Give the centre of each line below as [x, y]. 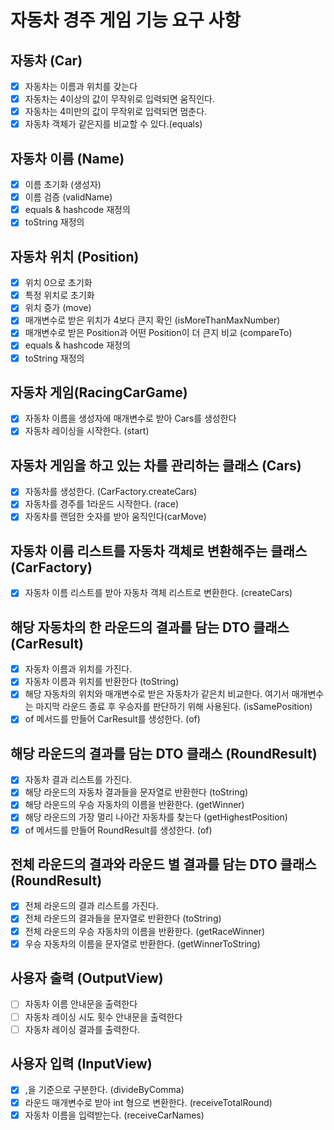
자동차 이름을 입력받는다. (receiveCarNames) [114, 1115]
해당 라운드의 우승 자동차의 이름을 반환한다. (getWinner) [134, 805]
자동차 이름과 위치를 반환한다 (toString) [102, 682]
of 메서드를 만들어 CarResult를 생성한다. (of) [112, 719]
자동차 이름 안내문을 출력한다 [81, 1004]
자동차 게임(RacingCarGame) [99, 392]
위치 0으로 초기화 [58, 283]
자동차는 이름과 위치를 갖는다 [81, 86]
